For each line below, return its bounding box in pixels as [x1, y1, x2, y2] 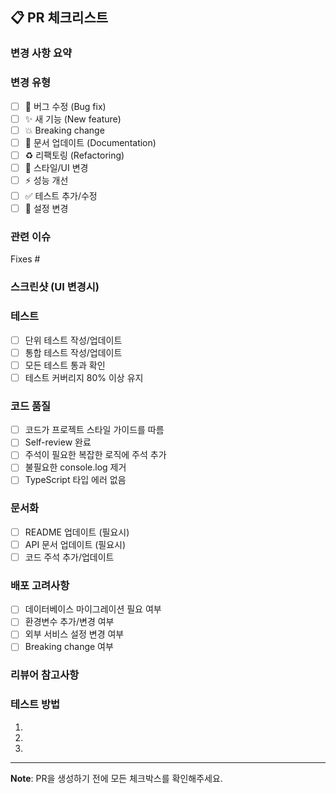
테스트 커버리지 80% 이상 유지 [24, 371, 144, 383]
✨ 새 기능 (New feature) [24, 113, 122, 125]
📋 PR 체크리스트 [10, 9, 109, 27]
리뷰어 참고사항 [10, 668, 80, 682]
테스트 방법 [10, 698, 61, 712]
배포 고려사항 [10, 578, 70, 592]
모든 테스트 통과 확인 [24, 359, 106, 371]
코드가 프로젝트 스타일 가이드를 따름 [24, 424, 165, 436]
